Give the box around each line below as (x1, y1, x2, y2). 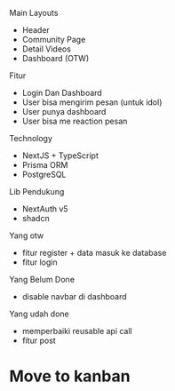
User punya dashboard (21, 107, 107, 116)
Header (21, 25, 51, 35)
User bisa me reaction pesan (21, 116, 128, 126)
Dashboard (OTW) (21, 53, 90, 63)
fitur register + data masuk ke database (21, 248, 167, 258)
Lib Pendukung (9, 187, 65, 196)
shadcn (21, 213, 51, 223)
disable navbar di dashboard (21, 291, 127, 301)
